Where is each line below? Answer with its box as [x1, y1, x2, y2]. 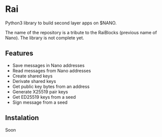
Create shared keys [12, 73, 53, 79]
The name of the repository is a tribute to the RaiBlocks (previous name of [5, 29, 157, 35]
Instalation [5, 114, 39, 122]
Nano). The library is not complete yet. [5, 35, 84, 41]
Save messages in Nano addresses [12, 62, 85, 68]
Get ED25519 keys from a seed [12, 94, 76, 100]
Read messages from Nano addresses [12, 68, 91, 73]
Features [5, 49, 33, 58]
